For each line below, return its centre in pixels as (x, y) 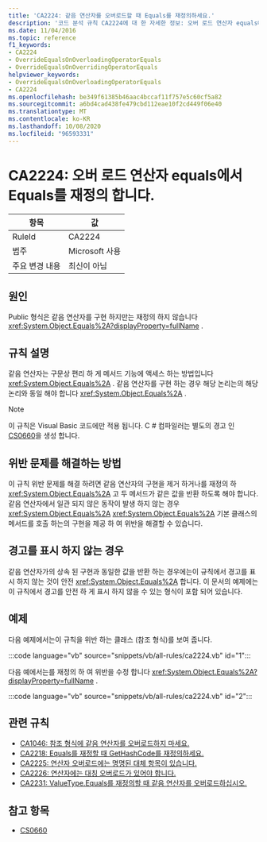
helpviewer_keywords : (44, 75)
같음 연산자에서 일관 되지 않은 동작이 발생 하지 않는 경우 (94, 504)
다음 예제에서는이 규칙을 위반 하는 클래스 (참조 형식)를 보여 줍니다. (110, 639)
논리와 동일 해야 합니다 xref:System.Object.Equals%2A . (97, 393)
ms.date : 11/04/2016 (43, 30)
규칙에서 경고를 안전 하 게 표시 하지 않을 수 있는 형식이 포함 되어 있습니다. (130, 591)
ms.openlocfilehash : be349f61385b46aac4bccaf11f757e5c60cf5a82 (115, 97)
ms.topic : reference (43, 38)
